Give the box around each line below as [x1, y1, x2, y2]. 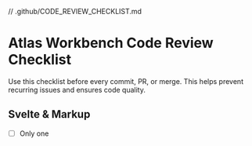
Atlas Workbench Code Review [8, 35, 214, 52]
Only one [19, 129, 49, 138]
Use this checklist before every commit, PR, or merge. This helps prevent [8, 76, 244, 86]
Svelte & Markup [8, 108, 91, 121]
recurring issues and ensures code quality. [8, 85, 146, 94]
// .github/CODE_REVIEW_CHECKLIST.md [8, 7, 142, 16]
